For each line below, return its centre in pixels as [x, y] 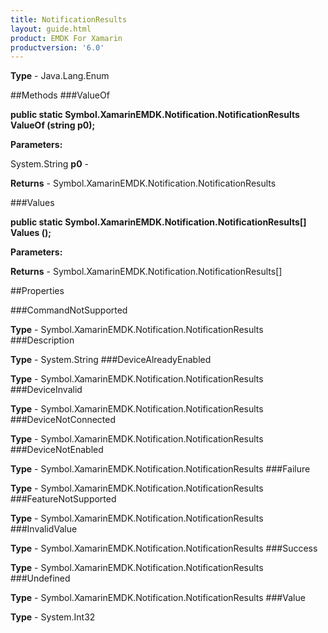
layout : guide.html [51, 29]
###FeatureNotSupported [63, 499]
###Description [42, 340]
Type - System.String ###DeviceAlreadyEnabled [111, 360]
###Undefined [40, 578]
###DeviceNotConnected [63, 420]
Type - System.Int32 [53, 617]
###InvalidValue [44, 529]
